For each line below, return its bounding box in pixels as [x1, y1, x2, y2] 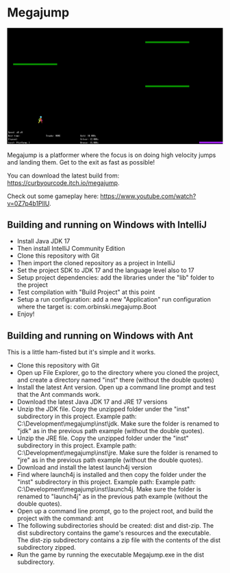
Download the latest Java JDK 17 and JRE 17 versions [16, 398, 168, 406]
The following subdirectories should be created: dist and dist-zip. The [16, 522, 214, 530]
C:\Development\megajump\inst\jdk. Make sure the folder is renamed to [16, 419, 220, 428]
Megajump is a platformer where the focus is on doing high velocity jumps [7, 151, 216, 159]
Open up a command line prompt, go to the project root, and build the [16, 507, 214, 515]
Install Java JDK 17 [16, 237, 71, 245]
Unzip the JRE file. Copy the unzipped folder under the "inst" [16, 434, 190, 443]
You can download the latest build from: [7, 171, 120, 180]
